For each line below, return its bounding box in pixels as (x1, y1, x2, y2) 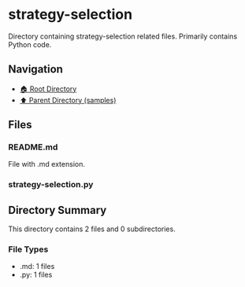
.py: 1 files (19, 270, 53, 280)
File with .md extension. (8, 160, 85, 169)
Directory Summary (8, 203, 107, 217)
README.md (8, 142, 58, 153)
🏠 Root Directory (19, 84, 77, 94)
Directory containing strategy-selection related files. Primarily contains (8, 31, 238, 41)
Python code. (8, 39, 52, 49)
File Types (8, 244, 49, 255)
